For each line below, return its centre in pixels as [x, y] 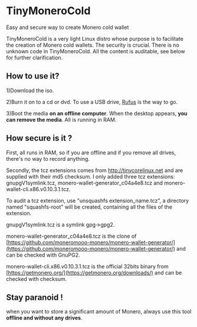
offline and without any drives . [44, 318]
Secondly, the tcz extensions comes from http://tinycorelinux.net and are [95, 170]
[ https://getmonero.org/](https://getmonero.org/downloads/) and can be [94, 273]
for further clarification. [35, 57]
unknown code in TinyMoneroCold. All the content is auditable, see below [96, 51]
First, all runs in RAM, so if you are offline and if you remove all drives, [91, 153]
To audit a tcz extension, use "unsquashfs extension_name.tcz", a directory [98, 200]
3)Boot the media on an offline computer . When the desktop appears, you [97, 113]
